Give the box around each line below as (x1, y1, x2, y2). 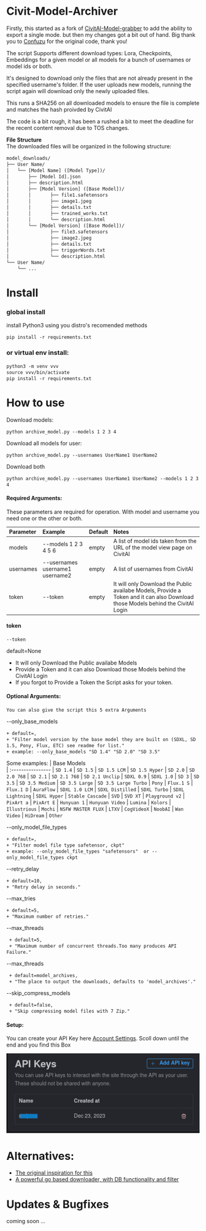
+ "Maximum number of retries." (6, 913, 89, 920)
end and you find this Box (6, 1041, 71, 1049)
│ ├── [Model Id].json (6, 173, 81, 180)
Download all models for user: (6, 440, 82, 447)
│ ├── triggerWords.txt (6, 247, 105, 253)
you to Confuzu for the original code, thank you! (6, 37, 128, 45)
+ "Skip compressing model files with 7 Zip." (9, 1008, 131, 1015)
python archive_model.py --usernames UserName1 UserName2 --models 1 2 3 (6, 475, 199, 482)
